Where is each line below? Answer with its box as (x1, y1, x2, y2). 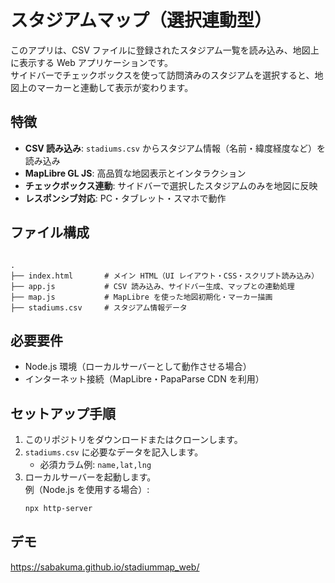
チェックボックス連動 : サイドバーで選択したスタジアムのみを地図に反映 (24, 179, 318, 191)
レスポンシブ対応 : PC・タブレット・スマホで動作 (24, 192, 227, 204)
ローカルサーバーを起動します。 (24, 471, 157, 483)
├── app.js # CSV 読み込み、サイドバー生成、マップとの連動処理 (10, 281, 295, 291)
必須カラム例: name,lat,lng (39, 459, 152, 471)
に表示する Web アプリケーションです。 (10, 56, 174, 68)
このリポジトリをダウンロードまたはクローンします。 (24, 434, 243, 446)
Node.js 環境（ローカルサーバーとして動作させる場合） (24, 361, 252, 373)
